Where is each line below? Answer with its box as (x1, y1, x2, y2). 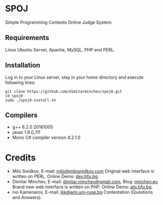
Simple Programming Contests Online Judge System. (5, 19, 113, 25)
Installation (5, 61, 40, 70)
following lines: (5, 80, 36, 85)
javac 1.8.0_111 (12, 129, 41, 135)
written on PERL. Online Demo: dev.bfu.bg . (12, 173, 99, 179)
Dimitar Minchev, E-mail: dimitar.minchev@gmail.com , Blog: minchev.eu (12, 179, 158, 185)
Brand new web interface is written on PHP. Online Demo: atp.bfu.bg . (12, 184, 153, 190)
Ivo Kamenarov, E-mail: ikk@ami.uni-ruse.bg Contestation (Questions (12, 189, 153, 195)
